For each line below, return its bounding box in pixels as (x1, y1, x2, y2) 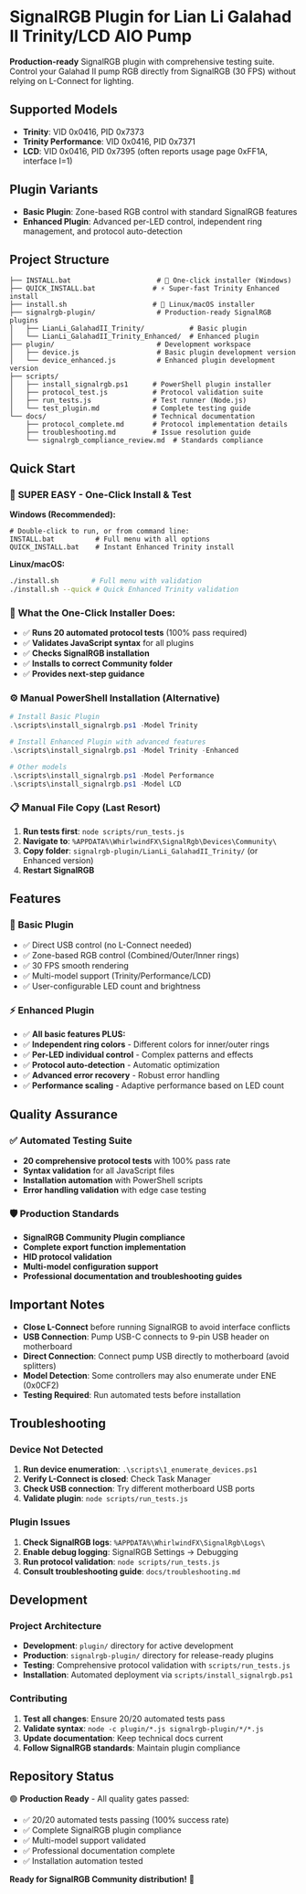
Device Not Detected (9, 1443, 103, 1455)
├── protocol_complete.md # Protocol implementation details (26, 420, 288, 429)
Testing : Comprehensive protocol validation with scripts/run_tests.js (22, 1660, 290, 1671)
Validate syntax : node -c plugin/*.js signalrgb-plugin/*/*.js (22, 1722, 264, 1733)
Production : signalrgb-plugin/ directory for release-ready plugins (22, 1650, 274, 1661)
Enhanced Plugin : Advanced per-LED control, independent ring (22, 216, 262, 227)
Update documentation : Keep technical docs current (22, 1732, 224, 1743)
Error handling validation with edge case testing (22, 1184, 207, 1195)
